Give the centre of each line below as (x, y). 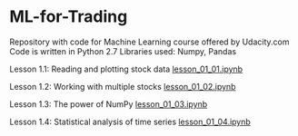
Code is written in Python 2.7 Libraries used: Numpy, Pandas (123, 51)
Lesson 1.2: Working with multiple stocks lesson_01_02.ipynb (123, 86)
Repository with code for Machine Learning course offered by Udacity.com (149, 42)
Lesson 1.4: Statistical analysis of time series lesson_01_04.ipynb (130, 121)
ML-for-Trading (69, 17)
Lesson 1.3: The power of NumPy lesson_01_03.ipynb (109, 104)
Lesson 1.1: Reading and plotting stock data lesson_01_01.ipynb (126, 69)
